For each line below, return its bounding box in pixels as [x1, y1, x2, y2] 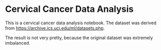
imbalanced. [5, 40, 31, 46]
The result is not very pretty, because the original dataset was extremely [5, 35, 153, 41]
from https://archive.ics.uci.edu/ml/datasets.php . [5, 25, 105, 31]
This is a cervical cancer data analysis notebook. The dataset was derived [5, 20, 157, 26]
